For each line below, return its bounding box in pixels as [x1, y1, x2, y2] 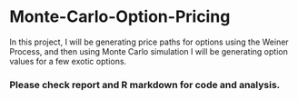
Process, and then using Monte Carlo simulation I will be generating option [9, 45, 288, 56]
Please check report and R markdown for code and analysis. [9, 78, 281, 91]
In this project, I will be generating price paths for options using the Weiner [9, 36, 289, 47]
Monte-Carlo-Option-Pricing [9, 6, 231, 27]
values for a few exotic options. [9, 55, 127, 66]
